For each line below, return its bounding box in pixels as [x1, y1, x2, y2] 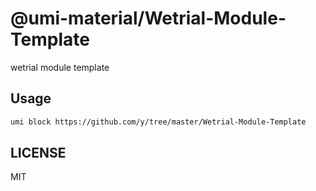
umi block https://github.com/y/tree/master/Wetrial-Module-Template [10, 117, 307, 127]
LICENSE [10, 145, 67, 162]
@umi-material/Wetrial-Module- [10, 7, 287, 30]
